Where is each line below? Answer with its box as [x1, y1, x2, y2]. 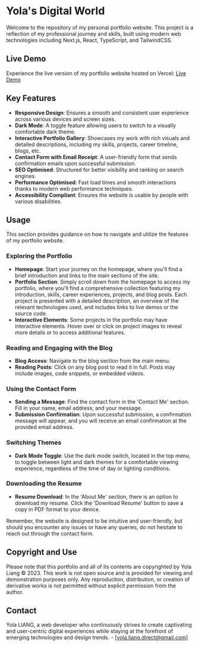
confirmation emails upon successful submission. [14, 160, 137, 167]
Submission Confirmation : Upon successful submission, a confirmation [14, 411, 192, 418]
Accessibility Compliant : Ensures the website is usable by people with [14, 191, 189, 198]
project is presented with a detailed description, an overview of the [14, 297, 179, 304]
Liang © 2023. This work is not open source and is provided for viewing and [6, 569, 193, 576]
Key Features [6, 94, 56, 104]
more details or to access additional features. [14, 329, 126, 336]
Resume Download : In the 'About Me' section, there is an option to [14, 493, 178, 500]
